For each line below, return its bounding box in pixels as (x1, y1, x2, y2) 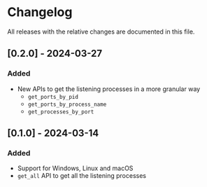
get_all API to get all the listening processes (17, 172, 147, 180)
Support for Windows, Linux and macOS (17, 164, 134, 172)
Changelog (7, 4, 73, 20)
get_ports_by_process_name (27, 101, 107, 108)
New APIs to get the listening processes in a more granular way (17, 85, 201, 93)
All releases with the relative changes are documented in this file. (7, 27, 195, 36)
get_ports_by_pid (27, 93, 79, 100)
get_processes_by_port (27, 108, 94, 116)
